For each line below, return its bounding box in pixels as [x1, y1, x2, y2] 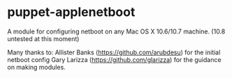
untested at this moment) [7, 34, 80, 42]
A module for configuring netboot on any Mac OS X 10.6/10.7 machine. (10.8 [7, 27, 226, 36]
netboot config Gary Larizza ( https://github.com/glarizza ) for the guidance [7, 55, 222, 63]
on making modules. [7, 63, 66, 71]
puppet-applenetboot [7, 4, 136, 20]
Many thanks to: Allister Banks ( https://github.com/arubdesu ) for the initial [7, 48, 221, 56]
